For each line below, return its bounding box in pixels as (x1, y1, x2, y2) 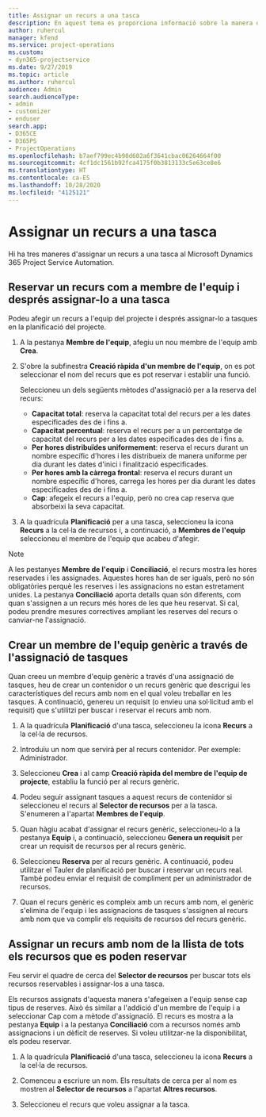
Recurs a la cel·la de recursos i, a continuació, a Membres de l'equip (19, 525, 245, 535)
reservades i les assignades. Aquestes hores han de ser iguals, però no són (8, 573, 255, 583)
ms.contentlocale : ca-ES (8, 174, 90, 182)
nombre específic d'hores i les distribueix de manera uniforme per (31, 451, 248, 461)
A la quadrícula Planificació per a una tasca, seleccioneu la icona (19, 517, 234, 527)
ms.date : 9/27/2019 (8, 63, 73, 71)
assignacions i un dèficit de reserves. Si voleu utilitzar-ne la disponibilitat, (8, 1028, 248, 1038)
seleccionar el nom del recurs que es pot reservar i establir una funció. (19, 370, 251, 379)
